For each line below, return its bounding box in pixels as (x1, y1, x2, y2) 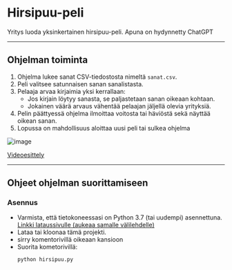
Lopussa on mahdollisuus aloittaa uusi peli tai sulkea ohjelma (17, 124, 191, 132)
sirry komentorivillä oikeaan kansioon (17, 235, 124, 244)
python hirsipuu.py (17, 256, 74, 263)
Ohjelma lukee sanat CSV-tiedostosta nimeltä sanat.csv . (17, 73, 177, 81)
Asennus (7, 198, 38, 208)
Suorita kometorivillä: (17, 243, 78, 251)
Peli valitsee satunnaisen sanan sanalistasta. (17, 79, 144, 88)
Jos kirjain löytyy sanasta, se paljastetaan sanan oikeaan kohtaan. (27, 95, 215, 103)
